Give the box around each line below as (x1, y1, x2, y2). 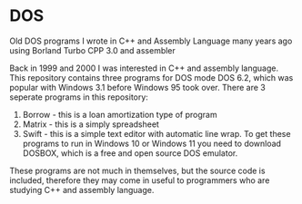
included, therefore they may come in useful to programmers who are (9, 174, 270, 186)
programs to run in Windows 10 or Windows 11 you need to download (22, 138, 282, 149)
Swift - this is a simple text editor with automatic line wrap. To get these (22, 128, 291, 139)
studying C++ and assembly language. (9, 184, 155, 195)
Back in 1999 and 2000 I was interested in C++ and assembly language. (9, 63, 279, 73)
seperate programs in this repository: (9, 92, 148, 102)
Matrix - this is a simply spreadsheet (22, 119, 159, 130)
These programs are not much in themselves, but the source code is (9, 165, 266, 176)
